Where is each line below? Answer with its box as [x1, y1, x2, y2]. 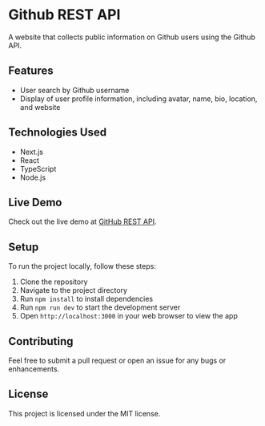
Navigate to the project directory [19, 286, 128, 295]
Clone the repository [19, 277, 88, 286]
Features [8, 64, 54, 78]
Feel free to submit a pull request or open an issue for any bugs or [8, 355, 227, 365]
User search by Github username [19, 85, 130, 95]
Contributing [8, 335, 74, 348]
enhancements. [8, 364, 60, 374]
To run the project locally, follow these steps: [8, 262, 156, 271]
